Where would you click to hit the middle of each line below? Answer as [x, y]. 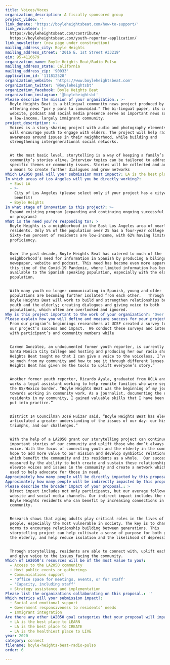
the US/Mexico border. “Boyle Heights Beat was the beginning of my [83, 388]
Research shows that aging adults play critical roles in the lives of [87, 519]
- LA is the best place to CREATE [46, 627]
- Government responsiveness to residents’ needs [63, 608]
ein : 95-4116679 [22, 57]
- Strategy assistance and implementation [55, 589]
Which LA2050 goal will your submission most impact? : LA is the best [81, 174]
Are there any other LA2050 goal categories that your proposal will [80, 617]
